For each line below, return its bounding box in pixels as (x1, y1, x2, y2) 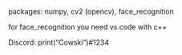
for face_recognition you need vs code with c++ (8, 22, 168, 31)
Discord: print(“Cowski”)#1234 (8, 37, 110, 47)
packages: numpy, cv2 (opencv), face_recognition (8, 7, 174, 16)
